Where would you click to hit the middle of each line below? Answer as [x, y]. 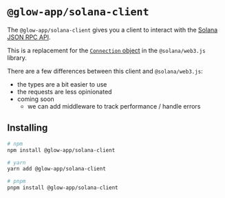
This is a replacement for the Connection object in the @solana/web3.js [106, 50]
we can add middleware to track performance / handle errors [114, 106]
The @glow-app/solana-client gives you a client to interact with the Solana [112, 30]
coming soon [36, 99]
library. [17, 58]
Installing [28, 128]
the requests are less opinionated [64, 91]
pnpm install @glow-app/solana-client [63, 188]
